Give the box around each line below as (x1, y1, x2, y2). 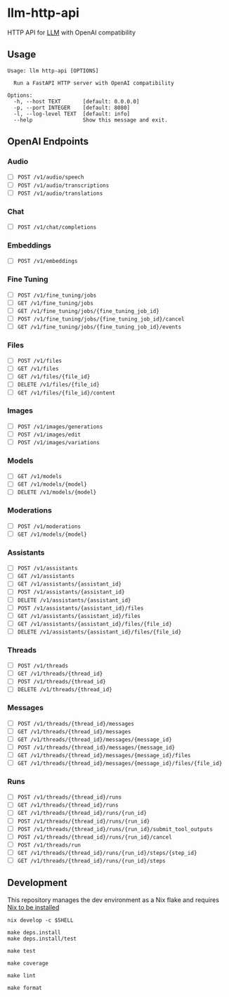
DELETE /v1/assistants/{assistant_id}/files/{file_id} (17, 628, 182, 636)
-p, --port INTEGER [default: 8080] (13, 104, 131, 111)
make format (7, 984, 42, 991)
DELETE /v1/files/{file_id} (17, 381, 100, 388)
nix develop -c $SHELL (7, 916, 74, 924)
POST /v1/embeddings (17, 258, 78, 265)
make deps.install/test (7, 935, 77, 942)
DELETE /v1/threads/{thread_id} (17, 686, 112, 693)
